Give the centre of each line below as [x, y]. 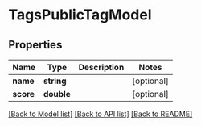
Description [101, 67]
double [57, 94]
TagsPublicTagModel [80, 15]
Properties [35, 45]
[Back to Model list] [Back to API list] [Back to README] [100, 114]
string [55, 81]
